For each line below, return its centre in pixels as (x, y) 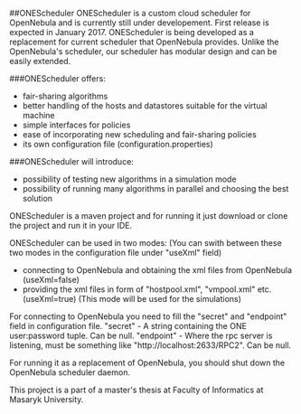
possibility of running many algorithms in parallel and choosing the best (155, 188)
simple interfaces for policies (76, 125)
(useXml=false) (51, 280)
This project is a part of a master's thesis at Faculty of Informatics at (136, 390)
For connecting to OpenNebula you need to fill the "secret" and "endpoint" (148, 316)
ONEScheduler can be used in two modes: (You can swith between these (146, 243)
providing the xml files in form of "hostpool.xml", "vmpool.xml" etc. (147, 289)
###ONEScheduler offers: (57, 79)
